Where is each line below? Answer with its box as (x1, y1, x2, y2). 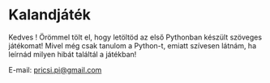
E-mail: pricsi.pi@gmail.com (8, 64, 102, 74)
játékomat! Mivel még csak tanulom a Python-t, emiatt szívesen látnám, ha (8, 40, 257, 50)
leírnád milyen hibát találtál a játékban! (8, 49, 137, 59)
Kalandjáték (8, 6, 92, 24)
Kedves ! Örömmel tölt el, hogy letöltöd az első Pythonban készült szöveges (8, 32, 262, 42)
